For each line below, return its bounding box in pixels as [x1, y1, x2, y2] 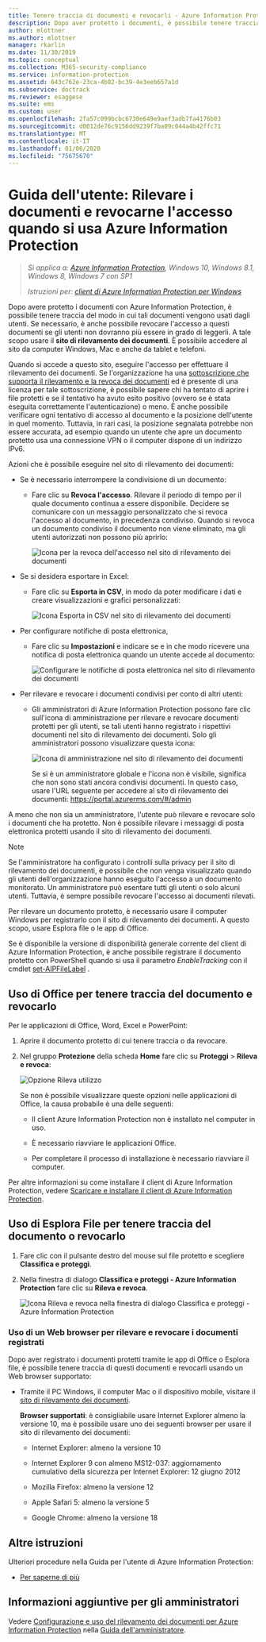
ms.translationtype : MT [8, 129, 87, 137]
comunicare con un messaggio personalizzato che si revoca [31, 507, 228, 517]
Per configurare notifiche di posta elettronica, [19, 626, 169, 636]
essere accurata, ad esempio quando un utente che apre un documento [8, 427, 242, 437]
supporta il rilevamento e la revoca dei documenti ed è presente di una [8, 376, 239, 386]
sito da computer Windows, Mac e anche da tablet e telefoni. [8, 345, 207, 354]
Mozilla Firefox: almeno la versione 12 [31, 1482, 154, 1492]
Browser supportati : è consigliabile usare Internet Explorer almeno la [19, 1411, 246, 1420]
